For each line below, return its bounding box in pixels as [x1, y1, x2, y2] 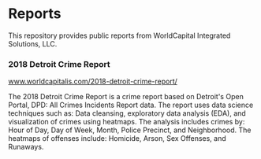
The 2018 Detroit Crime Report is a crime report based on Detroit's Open [8, 92, 244, 102]
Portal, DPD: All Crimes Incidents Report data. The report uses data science [8, 100, 254, 110]
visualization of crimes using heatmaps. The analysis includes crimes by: [8, 117, 245, 127]
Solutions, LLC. [8, 39, 58, 48]
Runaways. [8, 142, 44, 152]
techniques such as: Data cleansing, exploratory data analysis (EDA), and [8, 109, 246, 118]
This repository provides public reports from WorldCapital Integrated [8, 31, 231, 40]
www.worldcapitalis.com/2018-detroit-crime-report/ [8, 76, 177, 87]
